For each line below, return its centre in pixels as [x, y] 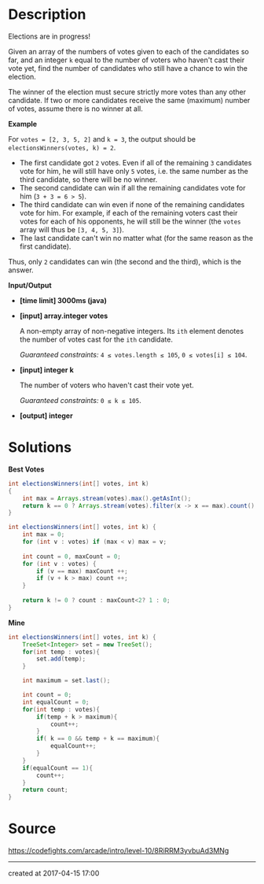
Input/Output [30, 285]
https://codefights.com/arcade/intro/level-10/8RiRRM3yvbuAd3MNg [119, 851]
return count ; [45, 790]
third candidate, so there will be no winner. [88, 179]
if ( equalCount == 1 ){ [57, 768]
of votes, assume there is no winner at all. [76, 109]
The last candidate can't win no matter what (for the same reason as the [136, 238]
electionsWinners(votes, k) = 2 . [62, 147]
